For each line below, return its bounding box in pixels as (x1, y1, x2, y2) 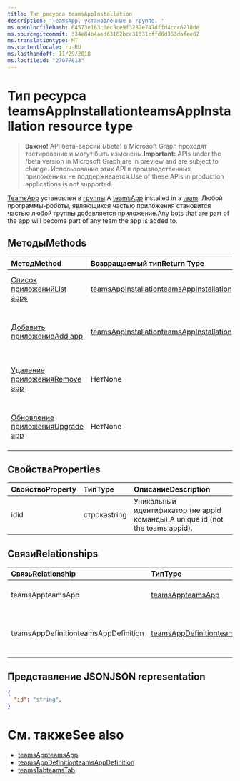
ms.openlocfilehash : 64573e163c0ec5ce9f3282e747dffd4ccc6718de (7, 24, 200, 31)
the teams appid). (134, 523, 193, 533)
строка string (83, 510, 127, 520)
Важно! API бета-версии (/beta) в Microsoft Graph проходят (24, 141, 207, 150)
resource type (47, 118, 134, 134)
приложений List (11, 284, 66, 294)
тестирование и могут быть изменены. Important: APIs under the (24, 149, 221, 158)
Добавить (11, 322, 46, 332)
